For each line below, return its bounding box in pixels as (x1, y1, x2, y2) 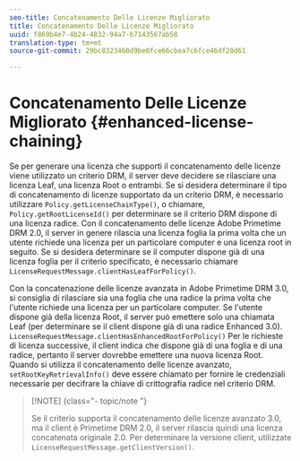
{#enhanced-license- (90, 112, 254, 133)
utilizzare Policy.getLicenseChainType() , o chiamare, (9, 199, 206, 210)
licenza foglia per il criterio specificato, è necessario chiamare (9, 257, 239, 267)
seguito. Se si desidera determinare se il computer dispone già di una (9, 247, 265, 257)
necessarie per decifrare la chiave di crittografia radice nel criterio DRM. (9, 378, 276, 389)
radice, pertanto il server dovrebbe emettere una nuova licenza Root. (9, 350, 264, 361)
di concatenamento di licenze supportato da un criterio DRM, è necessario (9, 189, 284, 200)
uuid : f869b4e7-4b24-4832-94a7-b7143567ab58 (9, 30, 178, 39)
